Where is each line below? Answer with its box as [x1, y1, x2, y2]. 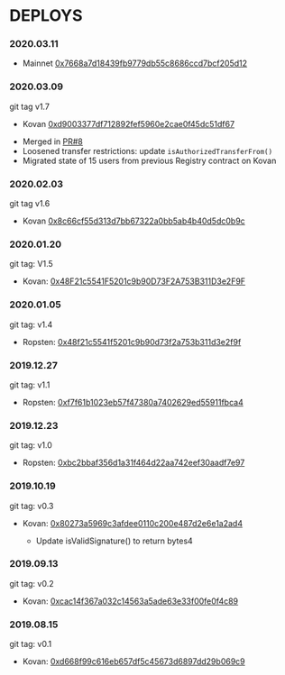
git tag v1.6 [9, 198, 51, 209]
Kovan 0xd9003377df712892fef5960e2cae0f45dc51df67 [22, 118, 235, 129]
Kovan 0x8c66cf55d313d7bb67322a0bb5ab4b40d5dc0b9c [22, 215, 245, 226]
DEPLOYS [9, 5, 83, 26]
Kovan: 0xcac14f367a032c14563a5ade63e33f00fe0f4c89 [22, 596, 239, 607]
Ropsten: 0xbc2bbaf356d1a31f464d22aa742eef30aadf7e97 [22, 457, 245, 469]
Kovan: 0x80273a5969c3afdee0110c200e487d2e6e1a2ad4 [22, 517, 244, 528]
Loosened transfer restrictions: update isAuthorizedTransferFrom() [22, 145, 273, 156]
